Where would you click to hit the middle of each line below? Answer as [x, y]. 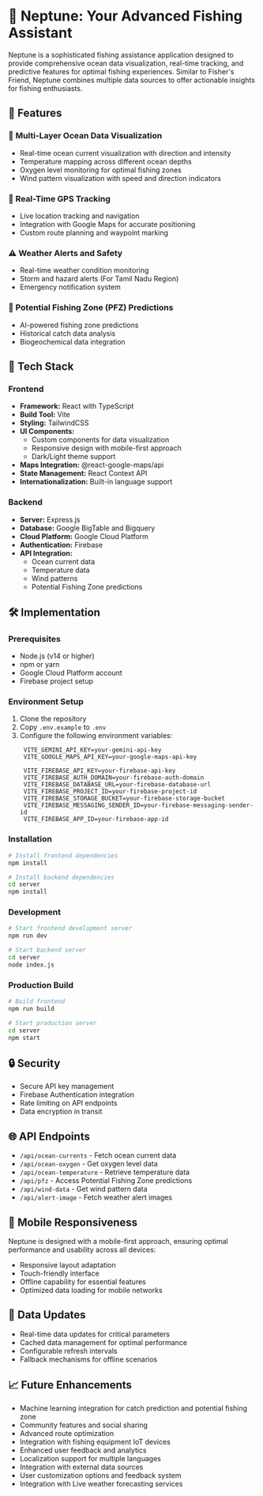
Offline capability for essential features [83, 1281]
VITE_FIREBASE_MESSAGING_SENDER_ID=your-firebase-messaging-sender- [139, 805]
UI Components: [47, 431]
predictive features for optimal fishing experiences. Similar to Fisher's [121, 71]
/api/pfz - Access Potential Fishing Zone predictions [106, 1181]
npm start [24, 1038]
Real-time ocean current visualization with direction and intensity [125, 153]
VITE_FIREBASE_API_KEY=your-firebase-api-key [100, 771]
